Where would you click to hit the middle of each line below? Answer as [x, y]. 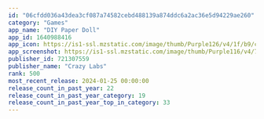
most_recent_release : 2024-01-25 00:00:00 [79, 81]
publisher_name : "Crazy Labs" [58, 67]
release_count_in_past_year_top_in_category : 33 [89, 103]
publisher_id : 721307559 [49, 59]
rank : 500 [24, 74]
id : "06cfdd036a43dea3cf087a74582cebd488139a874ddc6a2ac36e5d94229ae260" [132, 15]
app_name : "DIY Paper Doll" [54, 30]
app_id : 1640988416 [40, 37]
